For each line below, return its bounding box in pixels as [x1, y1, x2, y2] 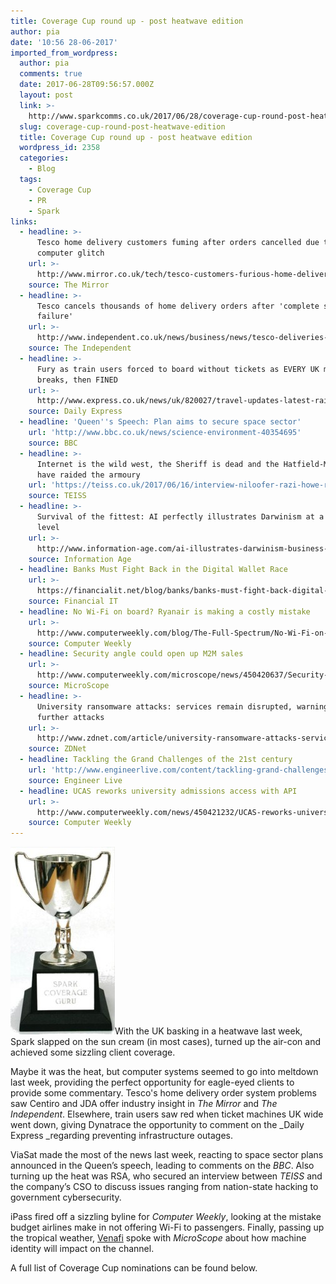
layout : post [19, 90, 74, 100]
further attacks [36, 712, 105, 722]
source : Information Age [28, 554, 132, 564]
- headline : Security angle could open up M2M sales [19, 649, 244, 659]
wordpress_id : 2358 [19, 143, 101, 153]
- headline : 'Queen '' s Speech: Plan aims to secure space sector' [19, 417, 302, 427]
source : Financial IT [28, 596, 118, 606]
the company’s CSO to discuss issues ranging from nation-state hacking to [10, 1181, 319, 1193]
